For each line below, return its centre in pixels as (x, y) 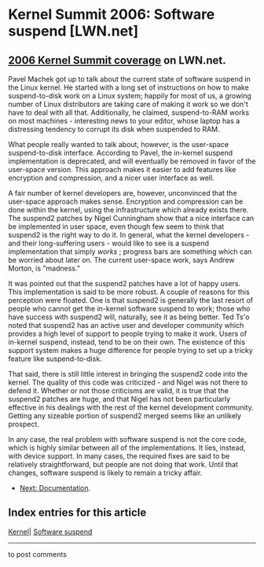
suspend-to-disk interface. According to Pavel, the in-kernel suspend (121, 153)
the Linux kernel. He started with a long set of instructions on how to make (128, 87)
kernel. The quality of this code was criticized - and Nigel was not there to (128, 382)
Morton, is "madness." (44, 268)
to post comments (37, 554)
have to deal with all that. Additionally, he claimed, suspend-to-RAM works (129, 112)
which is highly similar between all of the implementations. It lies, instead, (127, 447)
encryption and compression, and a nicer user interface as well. (111, 178)
